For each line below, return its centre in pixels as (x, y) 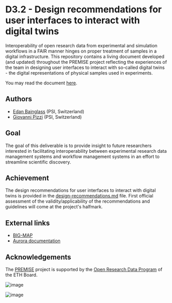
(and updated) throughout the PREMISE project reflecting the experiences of (86, 62)
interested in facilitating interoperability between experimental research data (86, 151)
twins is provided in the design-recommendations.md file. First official (79, 196)
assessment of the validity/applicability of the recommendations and (78, 201)
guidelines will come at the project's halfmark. (54, 207)
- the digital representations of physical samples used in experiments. (79, 73)
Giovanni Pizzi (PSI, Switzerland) (47, 117)
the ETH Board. (21, 275)
